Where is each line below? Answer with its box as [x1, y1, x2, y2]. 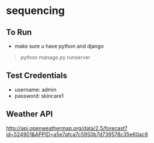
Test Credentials [6, 71, 68, 81]
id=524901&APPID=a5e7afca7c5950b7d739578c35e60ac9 [6, 131, 148, 138]
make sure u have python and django [14, 42, 104, 49]
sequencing [6, 4, 65, 17]
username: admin [14, 86, 57, 93]
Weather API [6, 109, 53, 119]
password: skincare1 [14, 92, 64, 99]
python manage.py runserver [20, 54, 90, 60]
